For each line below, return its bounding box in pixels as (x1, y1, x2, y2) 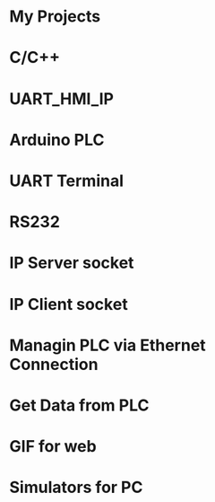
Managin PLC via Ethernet (9, 335, 206, 356)
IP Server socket (9, 253, 134, 273)
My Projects (9, 6, 101, 27)
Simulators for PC (9, 478, 143, 498)
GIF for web (9, 436, 97, 457)
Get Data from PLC (9, 395, 150, 415)
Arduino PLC (9, 129, 105, 150)
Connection (9, 354, 99, 374)
